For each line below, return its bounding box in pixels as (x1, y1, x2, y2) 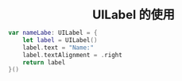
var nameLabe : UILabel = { (8, 29, 98, 37)
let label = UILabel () (22, 36, 98, 44)
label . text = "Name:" (22, 44, 94, 52)
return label (22, 58, 66, 67)
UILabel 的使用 (92, 7, 175, 22)
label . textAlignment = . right (22, 51, 123, 59)
